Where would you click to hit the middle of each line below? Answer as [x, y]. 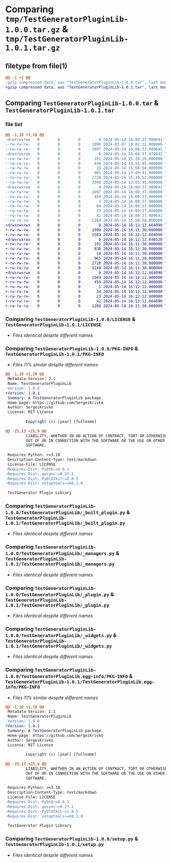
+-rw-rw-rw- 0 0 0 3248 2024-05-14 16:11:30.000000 [84, 268]
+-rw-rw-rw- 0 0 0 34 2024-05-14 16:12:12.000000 [84, 292]
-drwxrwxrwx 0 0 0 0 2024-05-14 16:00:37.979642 [84, 154]
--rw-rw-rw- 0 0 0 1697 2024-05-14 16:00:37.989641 [84, 149]
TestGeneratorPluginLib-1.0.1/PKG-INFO [55, 354]
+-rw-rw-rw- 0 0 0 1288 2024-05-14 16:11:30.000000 [84, 306]
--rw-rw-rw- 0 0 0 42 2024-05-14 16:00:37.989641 [84, 216]
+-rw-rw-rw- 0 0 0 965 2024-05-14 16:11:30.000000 [84, 259]
